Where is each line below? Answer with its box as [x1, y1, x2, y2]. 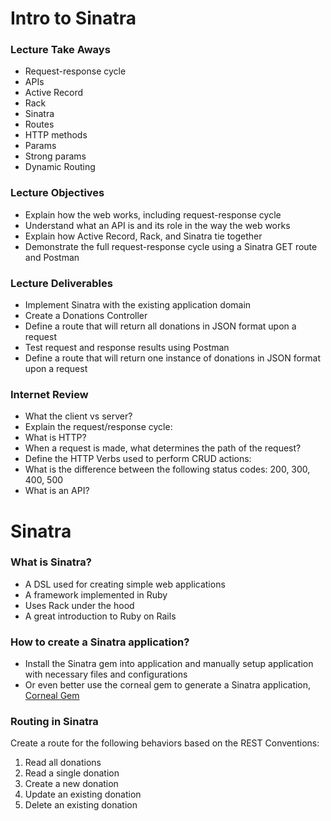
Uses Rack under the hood [24, 599, 135, 611]
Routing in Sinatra [10, 715, 99, 729]
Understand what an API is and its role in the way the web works [24, 219, 291, 231]
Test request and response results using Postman [24, 342, 230, 354]
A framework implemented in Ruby [24, 588, 168, 601]
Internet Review [10, 388, 89, 401]
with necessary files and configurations [24, 668, 188, 681]
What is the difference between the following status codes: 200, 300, [24, 463, 311, 476]
